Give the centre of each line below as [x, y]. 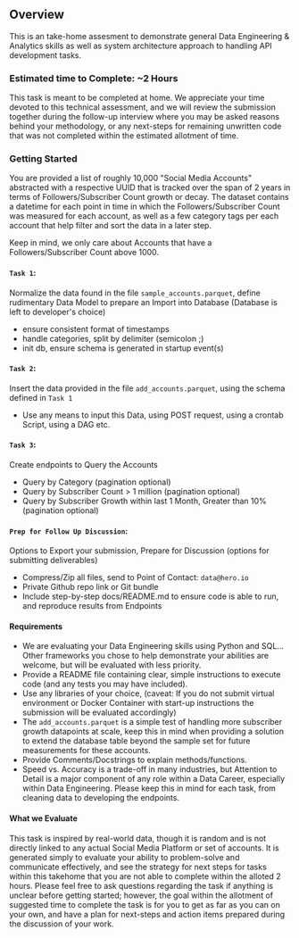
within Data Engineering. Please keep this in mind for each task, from [149, 788]
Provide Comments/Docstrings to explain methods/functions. [134, 760]
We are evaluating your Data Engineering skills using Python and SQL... [153, 646]
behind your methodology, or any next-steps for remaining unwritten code [145, 126]
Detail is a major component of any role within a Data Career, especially [154, 779]
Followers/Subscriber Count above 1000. [84, 253]
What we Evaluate [44, 818]
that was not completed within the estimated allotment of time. [124, 136]
